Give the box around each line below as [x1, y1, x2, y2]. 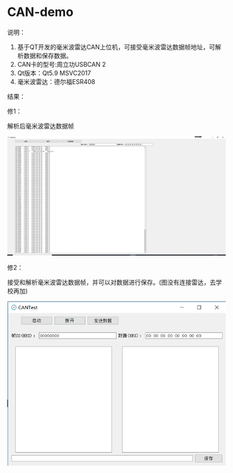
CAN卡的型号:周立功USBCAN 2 [17, 60, 106, 68]
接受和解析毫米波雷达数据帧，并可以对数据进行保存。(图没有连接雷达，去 [7, 278, 216, 286]
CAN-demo [7, 4, 74, 20]
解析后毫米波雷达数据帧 [7, 122, 74, 130]
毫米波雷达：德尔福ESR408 [17, 77, 96, 85]
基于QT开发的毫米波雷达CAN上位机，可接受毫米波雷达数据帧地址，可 [17, 42, 216, 51]
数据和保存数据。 [23, 51, 73, 60]
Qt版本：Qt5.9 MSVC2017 [17, 69, 92, 77]
